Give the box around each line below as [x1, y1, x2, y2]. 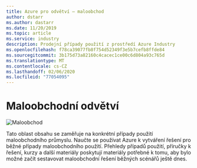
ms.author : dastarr [6, 19, 54, 25]
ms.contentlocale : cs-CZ [6, 63, 67, 69]
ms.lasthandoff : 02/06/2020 [6, 69, 75, 75]
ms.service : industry [6, 36, 60, 42]
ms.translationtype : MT [6, 58, 65, 63]
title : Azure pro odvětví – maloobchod [6, 8, 104, 15]
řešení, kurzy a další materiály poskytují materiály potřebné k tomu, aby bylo [6, 149, 192, 156]
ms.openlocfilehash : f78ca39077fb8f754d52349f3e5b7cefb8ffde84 [6, 47, 165, 53]
